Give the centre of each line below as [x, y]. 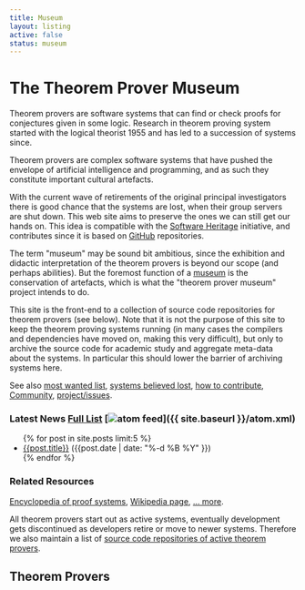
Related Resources [52, 482]
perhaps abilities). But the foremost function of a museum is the [129, 273]
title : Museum [36, 18]
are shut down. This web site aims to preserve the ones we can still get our [150, 217]
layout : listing [40, 26]
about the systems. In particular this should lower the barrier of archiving [146, 358]
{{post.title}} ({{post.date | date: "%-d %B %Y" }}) [117, 448]
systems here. [36, 368]
